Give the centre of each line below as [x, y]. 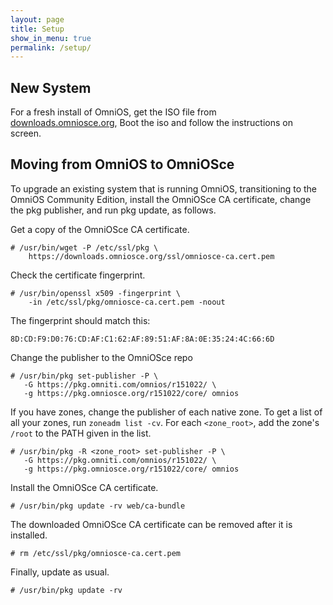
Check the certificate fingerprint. [78, 275]
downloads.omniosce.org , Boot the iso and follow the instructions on [151, 123]
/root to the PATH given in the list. [81, 433]
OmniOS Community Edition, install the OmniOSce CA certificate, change [161, 199]
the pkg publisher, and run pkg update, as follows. [113, 210]
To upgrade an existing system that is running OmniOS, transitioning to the [163, 188]
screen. [26, 133]
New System [51, 87]
